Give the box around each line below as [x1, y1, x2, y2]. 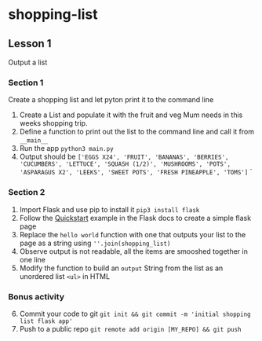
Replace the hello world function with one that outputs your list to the [19, 229, 246, 239]
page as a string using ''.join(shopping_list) [19, 238, 171, 247]
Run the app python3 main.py [19, 144, 114, 153]
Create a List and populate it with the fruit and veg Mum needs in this [19, 110, 243, 119]
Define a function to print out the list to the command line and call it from [19, 127, 255, 137]
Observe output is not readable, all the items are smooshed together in [19, 246, 249, 256]
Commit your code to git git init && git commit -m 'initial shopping [19, 309, 251, 318]
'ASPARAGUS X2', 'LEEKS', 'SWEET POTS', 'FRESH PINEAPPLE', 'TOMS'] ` [19, 167, 253, 177]
